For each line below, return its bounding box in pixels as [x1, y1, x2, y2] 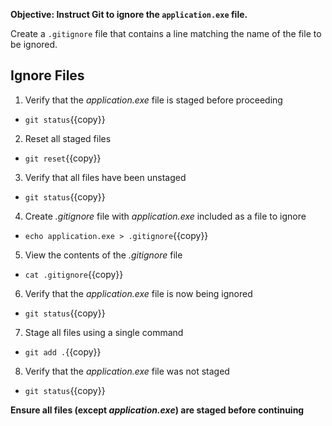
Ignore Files [10, 67, 85, 84]
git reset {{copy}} [24, 152, 102, 164]
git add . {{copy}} [24, 345, 102, 358]
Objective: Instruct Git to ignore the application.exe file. [10, 9, 248, 20]
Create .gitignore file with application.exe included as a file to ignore [24, 210, 307, 222]
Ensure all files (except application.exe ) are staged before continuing [10, 404, 305, 416]
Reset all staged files [24, 132, 112, 144]
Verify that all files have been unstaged [24, 171, 187, 183]
